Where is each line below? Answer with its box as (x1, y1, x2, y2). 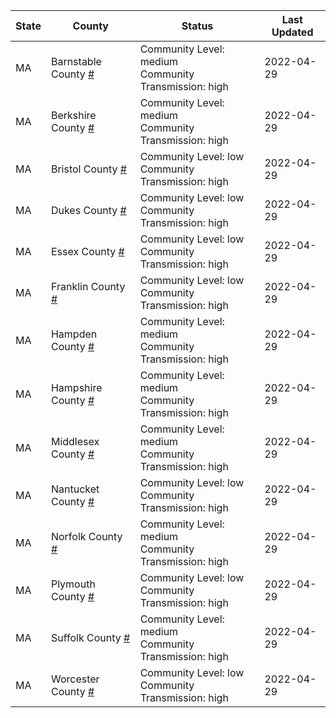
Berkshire (50, 109, 97, 122)
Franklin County (50, 280, 126, 293)
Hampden (50, 327, 98, 341)
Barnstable (50, 55, 102, 68)
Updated (271, 25, 314, 39)
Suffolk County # (50, 631, 131, 644)
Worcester (50, 672, 100, 686)
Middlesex (50, 435, 100, 448)
